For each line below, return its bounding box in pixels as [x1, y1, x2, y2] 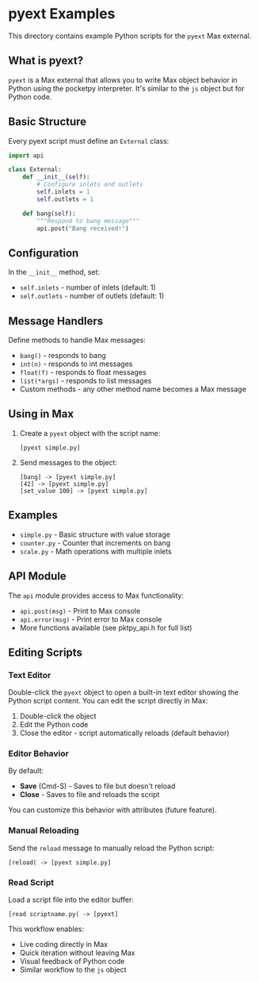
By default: [8, 766, 44, 776]
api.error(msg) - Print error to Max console [19, 614, 162, 624]
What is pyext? [8, 54, 84, 67]
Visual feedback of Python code [19, 957, 125, 966]
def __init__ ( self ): [22, 173, 90, 181]
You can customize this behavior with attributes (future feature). [8, 805, 217, 814]
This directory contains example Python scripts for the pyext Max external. [8, 31, 252, 40]
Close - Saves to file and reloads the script [19, 790, 160, 799]
